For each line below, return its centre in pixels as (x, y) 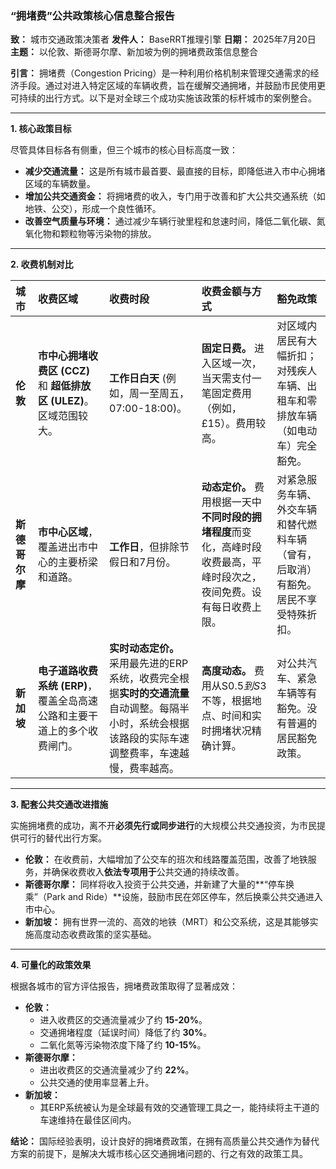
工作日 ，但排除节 (149, 547)
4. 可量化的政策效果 (51, 965)
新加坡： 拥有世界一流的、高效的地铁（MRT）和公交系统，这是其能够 (167, 922)
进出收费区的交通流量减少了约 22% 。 (117, 1070)
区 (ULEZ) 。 (66, 401)
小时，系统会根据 (149, 724)
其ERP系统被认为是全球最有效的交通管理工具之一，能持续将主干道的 (179, 1108)
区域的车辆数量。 (60, 184)
